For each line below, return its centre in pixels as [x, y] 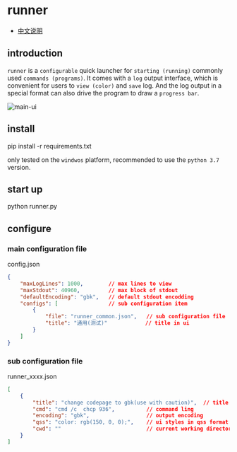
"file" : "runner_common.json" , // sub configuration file [135, 317]
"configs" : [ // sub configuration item [104, 303]
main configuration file [47, 248]
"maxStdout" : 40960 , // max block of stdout [99, 290]
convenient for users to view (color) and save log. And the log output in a [115, 85]
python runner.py [32, 207]
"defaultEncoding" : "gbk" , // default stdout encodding [107, 297]
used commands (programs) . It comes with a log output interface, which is [113, 78]
